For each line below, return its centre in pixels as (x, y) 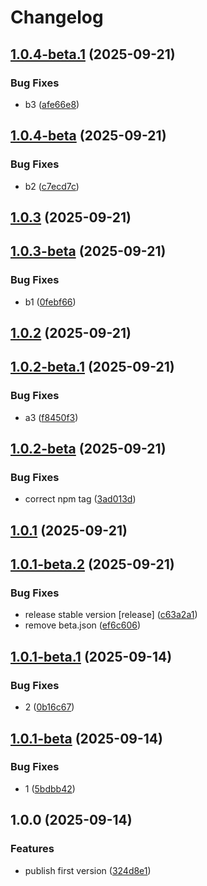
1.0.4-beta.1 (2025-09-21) (93, 54)
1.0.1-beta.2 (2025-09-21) (92, 564)
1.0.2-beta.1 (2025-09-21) (92, 367)
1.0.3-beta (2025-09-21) (88, 251)
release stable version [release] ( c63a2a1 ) (111, 615)
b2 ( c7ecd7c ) (52, 186)
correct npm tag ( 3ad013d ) (80, 499)
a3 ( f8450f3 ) (51, 417)
